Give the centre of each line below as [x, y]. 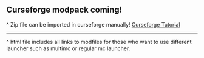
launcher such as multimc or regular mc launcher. [68, 48]
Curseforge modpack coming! [64, 10]
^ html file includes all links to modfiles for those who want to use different [99, 42]
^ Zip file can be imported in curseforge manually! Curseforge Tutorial [93, 24]
